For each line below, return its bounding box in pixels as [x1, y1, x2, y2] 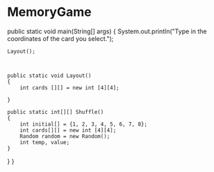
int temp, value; [19, 139, 70, 146]
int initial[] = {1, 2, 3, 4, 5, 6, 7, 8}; [19, 121, 148, 128]
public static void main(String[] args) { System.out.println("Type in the [7, 27, 207, 35]
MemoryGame [7, 4, 92, 20]
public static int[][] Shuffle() [7, 108, 104, 115]
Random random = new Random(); [19, 132, 110, 139]
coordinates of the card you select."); [7, 34, 114, 42]
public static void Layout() [7, 72, 92, 79]
